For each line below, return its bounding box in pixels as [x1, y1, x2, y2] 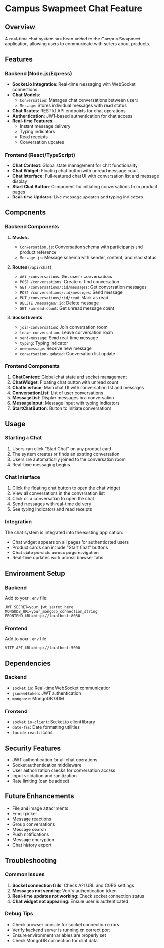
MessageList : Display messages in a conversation [12, 395, 114, 400]
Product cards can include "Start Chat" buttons [12, 544, 108, 551]
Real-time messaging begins [12, 461, 70, 467]
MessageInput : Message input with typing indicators [12, 400, 120, 406]
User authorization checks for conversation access [12, 767, 116, 773]
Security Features [5, 744, 61, 752]
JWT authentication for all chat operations [12, 757, 98, 763]
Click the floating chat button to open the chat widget [12, 485, 120, 491]
